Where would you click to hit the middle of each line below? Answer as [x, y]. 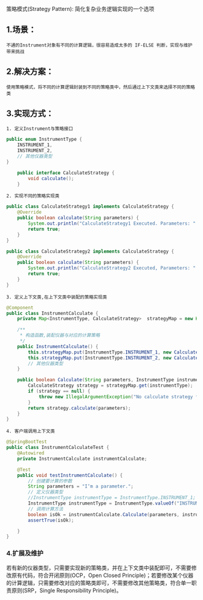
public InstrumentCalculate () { [58, 346]
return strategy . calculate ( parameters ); [79, 408]
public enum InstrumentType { [44, 140]
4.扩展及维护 [25, 553]
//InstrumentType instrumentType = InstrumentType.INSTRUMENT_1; [112, 498]
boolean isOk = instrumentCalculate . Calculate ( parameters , [104, 515]
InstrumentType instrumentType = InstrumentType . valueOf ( [102, 503]
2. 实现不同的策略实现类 [33, 196]
